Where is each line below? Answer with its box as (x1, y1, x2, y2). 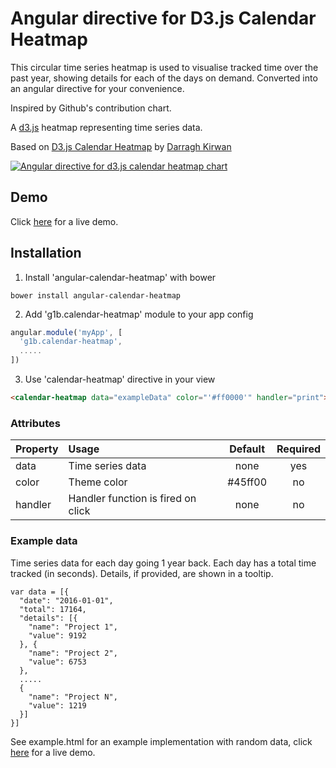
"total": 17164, (19, 604, 87, 614)
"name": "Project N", (28, 692, 118, 702)
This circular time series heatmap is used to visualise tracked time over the (10, 61, 319, 73)
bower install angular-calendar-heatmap (10, 290, 182, 301)
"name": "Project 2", (28, 648, 118, 658)
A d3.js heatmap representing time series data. (10, 121, 203, 133)
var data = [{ (10, 587, 70, 597)
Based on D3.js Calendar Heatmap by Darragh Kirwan (10, 140, 232, 152)
